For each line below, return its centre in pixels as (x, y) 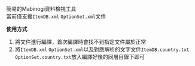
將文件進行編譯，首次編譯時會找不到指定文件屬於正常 (80, 42)
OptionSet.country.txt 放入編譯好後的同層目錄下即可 (80, 57)
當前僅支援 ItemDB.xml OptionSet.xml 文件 (56, 16)
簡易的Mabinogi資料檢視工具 (41, 9)
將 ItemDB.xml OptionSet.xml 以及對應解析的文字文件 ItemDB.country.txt (102, 49)
